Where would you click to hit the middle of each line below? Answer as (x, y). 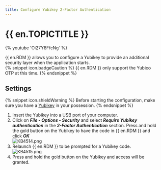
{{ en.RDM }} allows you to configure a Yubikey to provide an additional (77, 57)
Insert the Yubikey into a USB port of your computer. (65, 115)
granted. (21, 162)
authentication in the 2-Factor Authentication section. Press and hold (84, 126)
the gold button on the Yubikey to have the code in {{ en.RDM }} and (81, 131)
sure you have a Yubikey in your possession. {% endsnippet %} (69, 105)
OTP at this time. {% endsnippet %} (41, 73)
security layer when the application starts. (47, 63)
